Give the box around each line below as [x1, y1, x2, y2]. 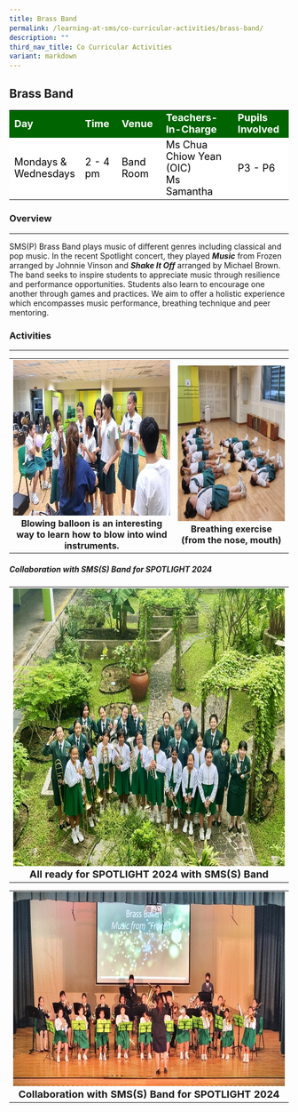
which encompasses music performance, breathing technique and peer [9, 298, 271, 308]
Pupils [238, 111, 269, 124]
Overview [9, 212, 52, 225]
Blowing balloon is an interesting [20, 516, 162, 529]
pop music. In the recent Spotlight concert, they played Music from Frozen [9, 250, 282, 261]
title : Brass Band [9, 14, 77, 23]
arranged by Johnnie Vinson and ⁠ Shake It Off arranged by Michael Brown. [9, 260, 281, 270]
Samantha [165, 185, 214, 197]
